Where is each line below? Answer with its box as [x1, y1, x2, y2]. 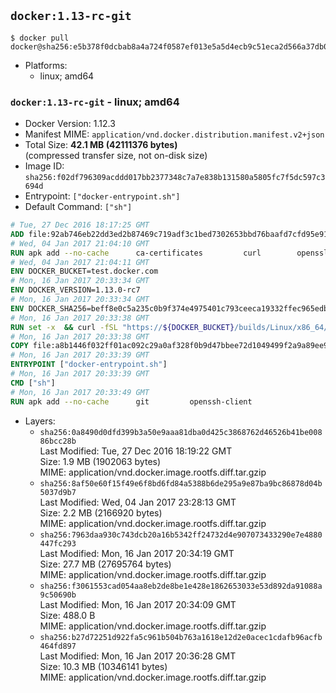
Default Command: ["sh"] [24, 201, 133, 213]
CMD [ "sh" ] [10, 378, 56, 388]
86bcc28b [39, 436, 77, 446]
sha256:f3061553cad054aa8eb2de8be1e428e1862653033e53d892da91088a [39, 581, 323, 591]
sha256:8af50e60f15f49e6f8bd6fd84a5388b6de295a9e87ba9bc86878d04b [39, 478, 323, 489]
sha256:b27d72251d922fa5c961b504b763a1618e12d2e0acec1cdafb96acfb [39, 632, 323, 642]
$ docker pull [10, 33, 70, 43]
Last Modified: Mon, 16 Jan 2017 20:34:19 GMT [39, 547, 235, 559]
